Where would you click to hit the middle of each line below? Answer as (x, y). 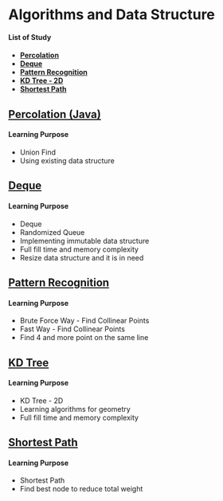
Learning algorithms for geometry (75, 409)
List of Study (30, 37)
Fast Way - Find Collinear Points (72, 329)
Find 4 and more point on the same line (84, 338)
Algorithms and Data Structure (111, 15)
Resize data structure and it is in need (82, 257)
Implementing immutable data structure (84, 241)
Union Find (37, 152)
